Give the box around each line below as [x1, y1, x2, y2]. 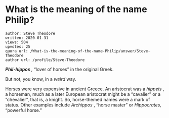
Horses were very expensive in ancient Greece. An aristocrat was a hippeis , [5, 86, 164, 92]
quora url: [5, 48, 28, 53]
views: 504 [5, 39, 28, 45]
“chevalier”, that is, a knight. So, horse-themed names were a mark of [5, 96, 150, 102]
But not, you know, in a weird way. [5, 76, 76, 82]
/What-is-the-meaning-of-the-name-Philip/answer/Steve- [30, 48, 151, 53]
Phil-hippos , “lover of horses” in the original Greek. [5, 66, 114, 72]
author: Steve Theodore [5, 31, 56, 36]
